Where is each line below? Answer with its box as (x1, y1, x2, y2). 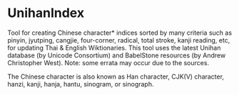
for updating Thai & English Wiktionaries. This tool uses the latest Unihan (7, 43, 221, 52)
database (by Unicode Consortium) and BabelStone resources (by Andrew (7, 51, 226, 60)
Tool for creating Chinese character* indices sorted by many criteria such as (7, 28, 233, 37)
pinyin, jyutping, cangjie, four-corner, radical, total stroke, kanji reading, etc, (7, 35, 230, 44)
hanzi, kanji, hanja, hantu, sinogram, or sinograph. (7, 79, 154, 88)
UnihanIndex (7, 5, 84, 21)
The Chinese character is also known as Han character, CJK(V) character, (7, 72, 225, 81)
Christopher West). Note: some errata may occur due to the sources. (7, 58, 209, 67)
